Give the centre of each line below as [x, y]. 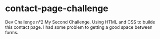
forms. [12, 32]
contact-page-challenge [57, 9]
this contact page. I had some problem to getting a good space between [79, 27]
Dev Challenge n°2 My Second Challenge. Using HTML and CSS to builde [80, 22]
